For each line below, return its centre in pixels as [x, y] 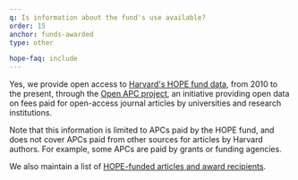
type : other [31, 43]
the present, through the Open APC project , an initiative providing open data [149, 94]
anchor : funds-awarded [51, 34]
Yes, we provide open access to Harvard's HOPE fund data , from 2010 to [144, 84]
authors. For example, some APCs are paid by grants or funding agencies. [145, 150]
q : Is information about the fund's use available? [107, 17]
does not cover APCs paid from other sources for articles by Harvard [136, 140]
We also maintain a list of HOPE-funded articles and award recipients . [138, 167]
